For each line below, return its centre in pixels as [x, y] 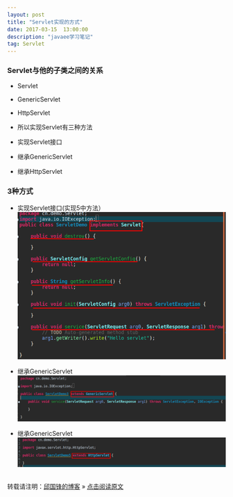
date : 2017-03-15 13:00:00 [48, 29]
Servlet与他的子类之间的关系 [55, 71]
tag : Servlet [26, 44]
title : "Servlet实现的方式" [45, 22]
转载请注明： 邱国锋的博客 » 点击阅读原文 [66, 486]
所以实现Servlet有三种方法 [55, 127]
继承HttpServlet [40, 172]
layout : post [26, 15]
